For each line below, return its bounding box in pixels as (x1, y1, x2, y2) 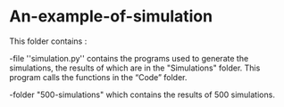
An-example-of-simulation (9, 6, 213, 27)
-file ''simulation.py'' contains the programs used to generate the (9, 53, 249, 63)
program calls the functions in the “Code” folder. (9, 71, 188, 82)
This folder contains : (9, 36, 88, 46)
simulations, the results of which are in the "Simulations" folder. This (9, 62, 261, 73)
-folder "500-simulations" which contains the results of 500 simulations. (9, 89, 275, 100)
